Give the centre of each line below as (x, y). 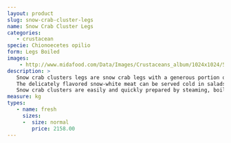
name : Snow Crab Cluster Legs (51, 26)
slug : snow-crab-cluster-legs (51, 20)
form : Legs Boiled (33, 52)
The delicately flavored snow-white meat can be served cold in (110, 84)
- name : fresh (36, 109)
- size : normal (46, 122)
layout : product (30, 13)
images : (18, 58)
